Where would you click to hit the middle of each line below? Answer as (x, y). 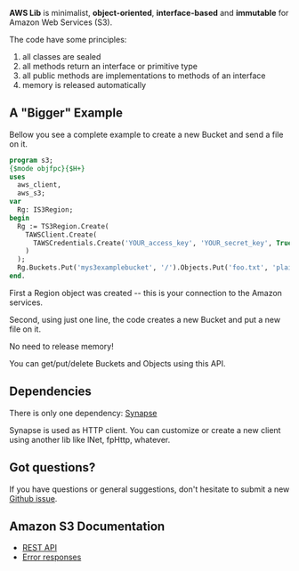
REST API (40, 548)
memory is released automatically (84, 85)
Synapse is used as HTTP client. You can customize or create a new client (145, 430)
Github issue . (33, 498)
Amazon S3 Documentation (87, 526)
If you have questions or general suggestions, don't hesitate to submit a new (149, 489)
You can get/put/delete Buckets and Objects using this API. (117, 363)
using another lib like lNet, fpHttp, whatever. (90, 439)
